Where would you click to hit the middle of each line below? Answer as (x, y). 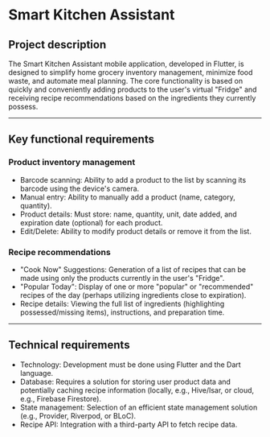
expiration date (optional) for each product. (91, 222)
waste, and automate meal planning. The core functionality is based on (126, 81)
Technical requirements (69, 345)
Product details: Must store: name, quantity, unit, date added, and (128, 214)
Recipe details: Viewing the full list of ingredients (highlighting (122, 303)
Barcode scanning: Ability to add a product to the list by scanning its (133, 179)
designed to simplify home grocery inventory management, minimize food (131, 72)
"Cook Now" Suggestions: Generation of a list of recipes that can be (133, 269)
